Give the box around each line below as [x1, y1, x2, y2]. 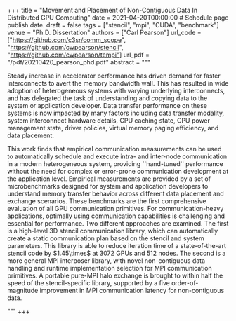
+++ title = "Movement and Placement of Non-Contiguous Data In [7, 6, 198, 14]
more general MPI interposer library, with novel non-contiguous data [7, 257, 206, 265]
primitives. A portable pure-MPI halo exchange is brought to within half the [7, 271, 223, 280]
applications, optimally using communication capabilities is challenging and [7, 212, 225, 220]
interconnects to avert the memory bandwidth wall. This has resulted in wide [7, 79, 229, 87]
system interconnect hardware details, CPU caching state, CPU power [7, 116, 211, 125]
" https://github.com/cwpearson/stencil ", [7, 43, 124, 51]
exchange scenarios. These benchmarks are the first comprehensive [7, 197, 206, 205]
